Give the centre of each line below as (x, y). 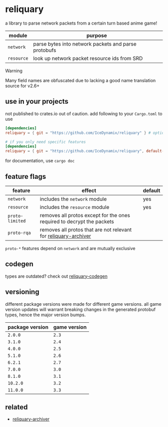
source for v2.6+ (22, 86)
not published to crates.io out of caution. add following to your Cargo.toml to (84, 113)
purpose (97, 35)
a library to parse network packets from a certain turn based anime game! (81, 23)
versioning (22, 292)
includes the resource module (74, 207)
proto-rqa (19, 233)
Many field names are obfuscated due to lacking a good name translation (80, 80)
